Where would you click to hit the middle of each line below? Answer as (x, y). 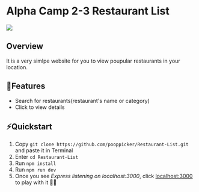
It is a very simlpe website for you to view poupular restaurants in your (93, 61)
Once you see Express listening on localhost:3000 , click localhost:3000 (104, 176)
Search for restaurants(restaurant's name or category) (82, 101)
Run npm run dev (35, 170)
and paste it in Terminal (44, 150)
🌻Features (26, 86)
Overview (25, 46)
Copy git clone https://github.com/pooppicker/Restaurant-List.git (102, 144)
